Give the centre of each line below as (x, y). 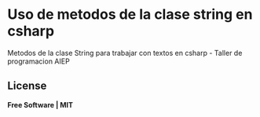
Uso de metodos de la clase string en (130, 15)
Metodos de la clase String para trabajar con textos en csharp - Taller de (125, 53)
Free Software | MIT (40, 104)
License (27, 86)
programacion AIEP (38, 61)
